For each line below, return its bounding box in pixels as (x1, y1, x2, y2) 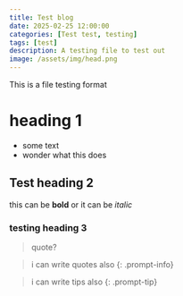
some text (21, 140, 60, 150)
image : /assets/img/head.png (9, 55, 118, 63)
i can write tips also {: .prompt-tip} (30, 276, 158, 287)
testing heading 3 (9, 221, 87, 233)
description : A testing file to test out (9, 47, 166, 55)
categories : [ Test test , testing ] (9, 30, 138, 38)
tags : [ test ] (9, 38, 58, 47)
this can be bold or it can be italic (9, 199, 133, 210)
